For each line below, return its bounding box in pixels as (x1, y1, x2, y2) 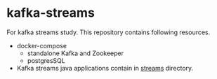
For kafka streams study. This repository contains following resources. (6, 28, 211, 36)
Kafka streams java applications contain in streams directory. (16, 64, 194, 72)
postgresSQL (27, 56, 66, 64)
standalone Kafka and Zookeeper (27, 49, 124, 57)
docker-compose (16, 41, 67, 50)
